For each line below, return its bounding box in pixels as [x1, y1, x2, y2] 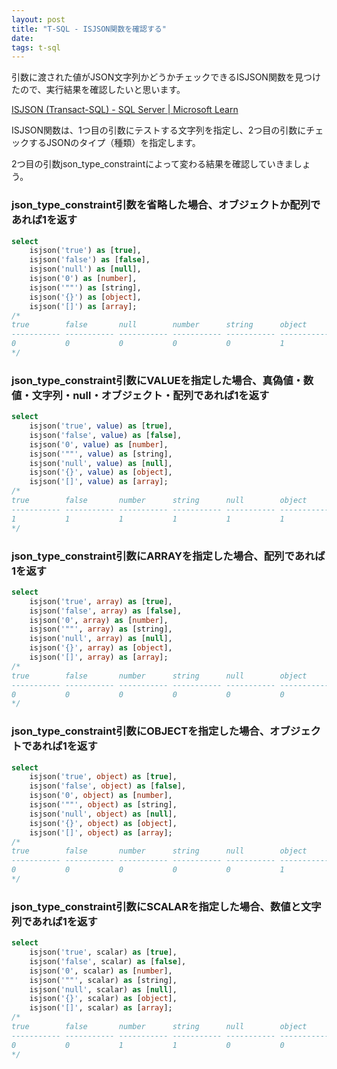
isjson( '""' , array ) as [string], [29, 624, 173, 635]
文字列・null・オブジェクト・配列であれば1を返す [31, 388, 270, 402]
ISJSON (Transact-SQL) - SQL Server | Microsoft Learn [11, 104, 239, 116]
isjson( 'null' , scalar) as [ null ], [29, 984, 178, 995]
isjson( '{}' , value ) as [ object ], [29, 467, 173, 478]
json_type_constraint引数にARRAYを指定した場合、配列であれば [11, 549, 326, 563]
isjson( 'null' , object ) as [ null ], [29, 809, 178, 819]
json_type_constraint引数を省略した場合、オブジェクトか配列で [11, 198, 321, 212]
